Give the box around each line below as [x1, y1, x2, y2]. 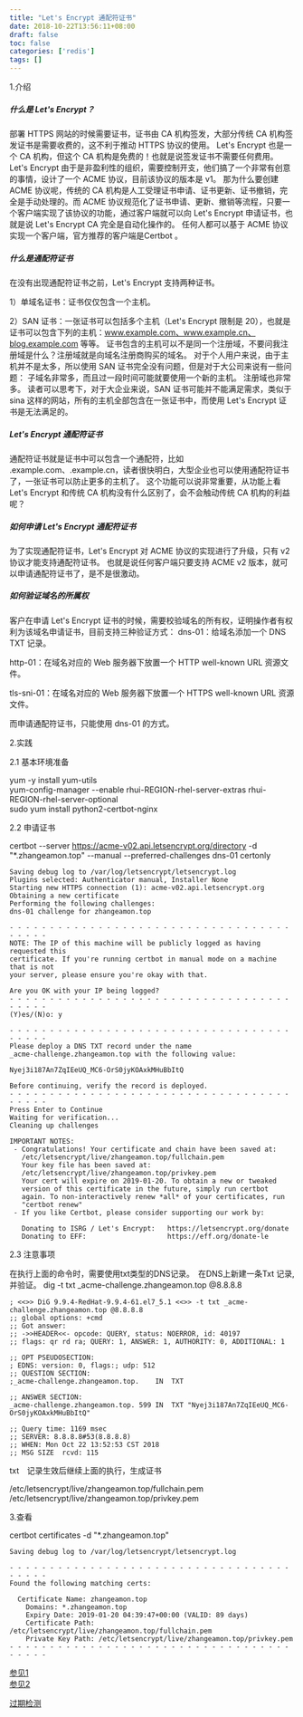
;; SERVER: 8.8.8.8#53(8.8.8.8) [9, 1432, 131, 1441]
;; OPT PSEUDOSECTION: [9, 1353, 95, 1362]
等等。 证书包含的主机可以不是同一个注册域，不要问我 [80, 338, 281, 349]
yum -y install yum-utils [9, 774, 98, 785]
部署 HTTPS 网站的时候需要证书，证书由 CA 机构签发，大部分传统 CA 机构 [9, 128, 286, 139]
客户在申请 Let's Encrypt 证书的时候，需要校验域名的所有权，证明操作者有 [9, 615, 286, 626]
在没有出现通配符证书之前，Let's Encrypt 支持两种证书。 [9, 277, 220, 288]
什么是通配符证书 [9, 253, 73, 264]
